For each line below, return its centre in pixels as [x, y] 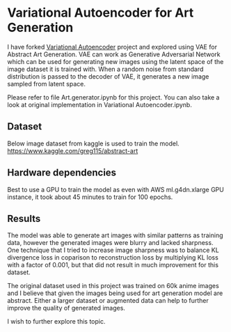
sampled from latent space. [46, 84]
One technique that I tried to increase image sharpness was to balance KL [113, 250]
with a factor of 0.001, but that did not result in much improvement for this [113, 265]
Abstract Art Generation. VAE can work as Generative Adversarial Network [114, 54]
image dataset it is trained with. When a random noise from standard [105, 69]
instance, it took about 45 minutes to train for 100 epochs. [90, 197]
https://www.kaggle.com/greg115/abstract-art [73, 150]
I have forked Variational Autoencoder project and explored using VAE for [112, 47]
